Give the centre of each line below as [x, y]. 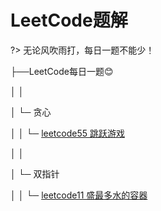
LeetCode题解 [69, 20]
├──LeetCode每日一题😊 [62, 71]
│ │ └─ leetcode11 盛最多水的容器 [79, 195]
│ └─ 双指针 [35, 173]
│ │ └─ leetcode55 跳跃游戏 [67, 133]
